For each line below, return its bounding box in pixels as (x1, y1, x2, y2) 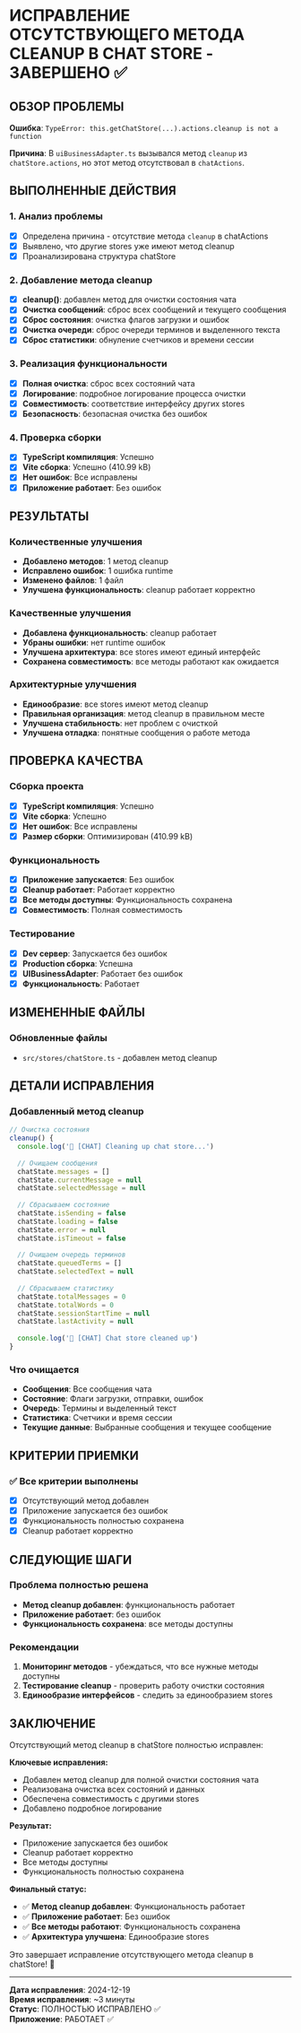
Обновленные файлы (9, 1032, 107, 1045)
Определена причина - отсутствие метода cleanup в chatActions (21, 230, 269, 241)
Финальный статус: (9, 1883, 87, 1894)
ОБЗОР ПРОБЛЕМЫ (9, 99, 125, 114)
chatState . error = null (17, 1225, 106, 1234)
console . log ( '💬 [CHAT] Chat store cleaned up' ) (17, 1334, 199, 1343)
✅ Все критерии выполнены (9, 1474, 139, 1487)
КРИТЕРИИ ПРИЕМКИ (9, 1447, 139, 1463)
